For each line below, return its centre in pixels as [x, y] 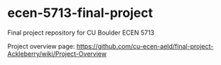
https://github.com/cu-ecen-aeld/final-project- [145, 46]
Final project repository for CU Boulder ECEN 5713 [81, 32]
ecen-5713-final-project [80, 13]
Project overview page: [41, 46]
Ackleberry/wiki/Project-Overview [57, 54]
